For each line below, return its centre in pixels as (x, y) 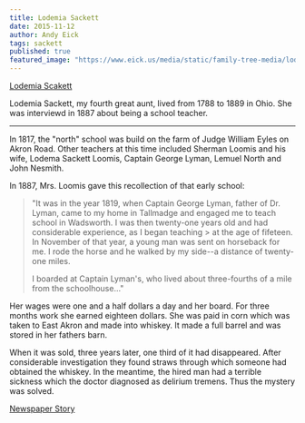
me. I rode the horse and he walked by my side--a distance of (147, 251)
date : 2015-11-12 (42, 26)
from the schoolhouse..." (78, 288)
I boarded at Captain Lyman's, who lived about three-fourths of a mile (162, 279)
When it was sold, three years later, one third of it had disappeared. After (145, 352)
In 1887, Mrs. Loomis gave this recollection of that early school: (127, 186)
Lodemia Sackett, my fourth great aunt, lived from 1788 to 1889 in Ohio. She (151, 103)
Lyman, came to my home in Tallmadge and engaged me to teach (154, 213)
